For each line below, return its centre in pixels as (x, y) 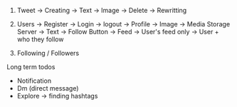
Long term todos (31, 67)
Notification (34, 81)
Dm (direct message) (48, 88)
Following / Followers (48, 53)
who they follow (40, 39)
